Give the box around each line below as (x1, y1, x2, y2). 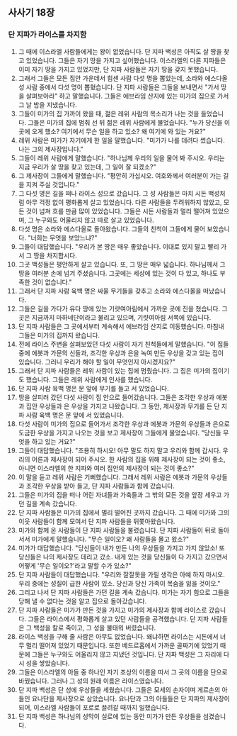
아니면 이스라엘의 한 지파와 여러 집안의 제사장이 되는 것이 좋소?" (18, 464, 195, 472)
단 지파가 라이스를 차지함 (8, 30, 87, 40)
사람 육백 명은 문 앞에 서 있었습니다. (25, 411, 125, 419)
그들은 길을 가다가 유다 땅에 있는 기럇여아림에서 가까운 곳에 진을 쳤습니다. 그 (18, 304, 229, 313)
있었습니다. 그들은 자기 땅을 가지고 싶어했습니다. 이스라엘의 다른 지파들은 (25, 56, 226, 65)
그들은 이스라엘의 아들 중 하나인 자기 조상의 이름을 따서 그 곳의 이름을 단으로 (18, 667, 229, 676)
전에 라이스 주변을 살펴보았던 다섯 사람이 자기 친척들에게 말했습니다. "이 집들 (18, 340, 229, 348)
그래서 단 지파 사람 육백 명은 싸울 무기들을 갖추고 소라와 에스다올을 (18, 286, 202, 295)
